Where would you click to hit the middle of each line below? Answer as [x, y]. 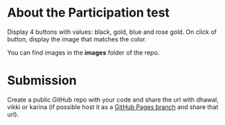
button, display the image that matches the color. [77, 39]
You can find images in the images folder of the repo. [83, 52]
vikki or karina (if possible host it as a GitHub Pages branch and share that [113, 107]
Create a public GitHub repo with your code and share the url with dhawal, [113, 99]
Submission [42, 80]
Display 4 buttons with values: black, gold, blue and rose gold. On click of [112, 32]
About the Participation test [88, 13]
